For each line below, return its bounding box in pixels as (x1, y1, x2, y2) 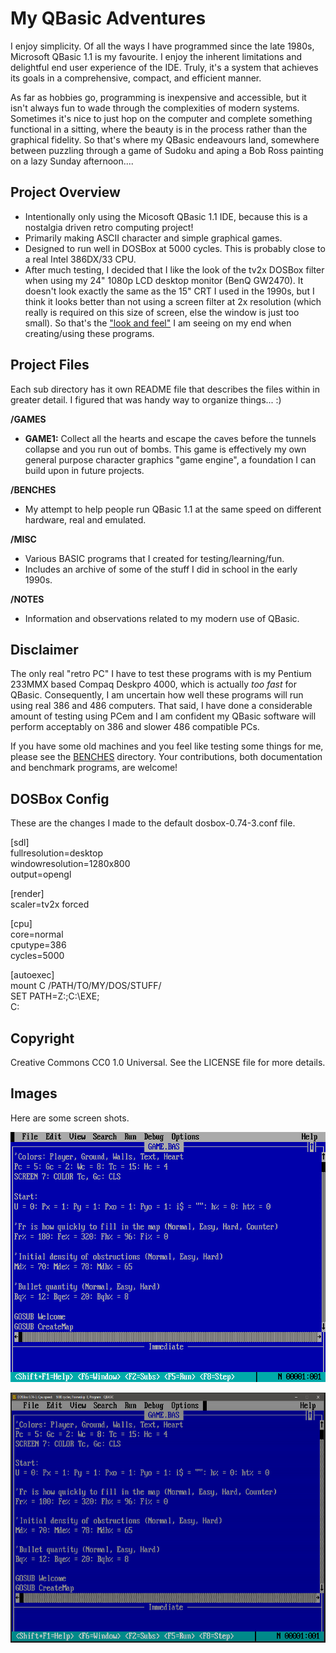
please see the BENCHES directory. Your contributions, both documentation (10, 751, 323, 763)
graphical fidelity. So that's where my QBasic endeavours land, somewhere (10, 133, 320, 146)
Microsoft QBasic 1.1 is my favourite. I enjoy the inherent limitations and (10, 50, 303, 62)
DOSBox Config (10, 790, 110, 807)
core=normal (10, 928, 64, 941)
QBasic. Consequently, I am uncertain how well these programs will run (10, 689, 304, 701)
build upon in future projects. (24, 464, 145, 476)
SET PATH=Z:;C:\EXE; (10, 990, 100, 1002)
